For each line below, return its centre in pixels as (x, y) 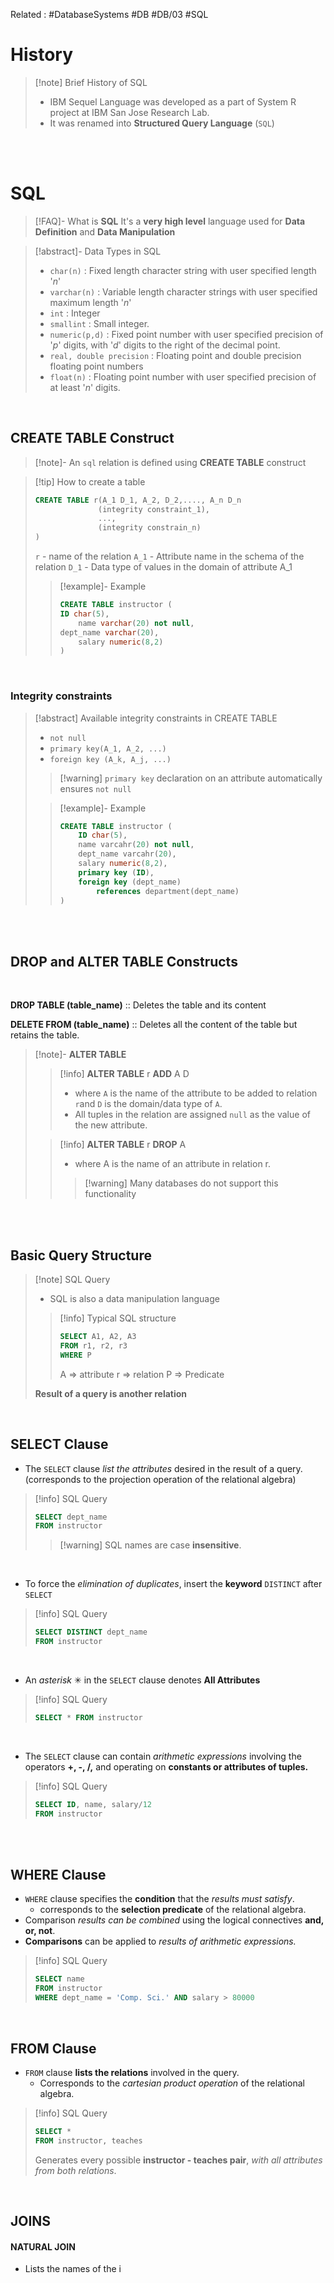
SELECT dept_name (71, 1517)
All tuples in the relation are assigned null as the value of (192, 1115)
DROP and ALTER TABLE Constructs (124, 961)
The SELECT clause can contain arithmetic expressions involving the (163, 1756)
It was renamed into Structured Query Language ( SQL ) (162, 123)
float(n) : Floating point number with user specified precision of (183, 376)
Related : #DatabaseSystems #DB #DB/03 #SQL (109, 14)
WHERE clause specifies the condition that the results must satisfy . (159, 1899)
